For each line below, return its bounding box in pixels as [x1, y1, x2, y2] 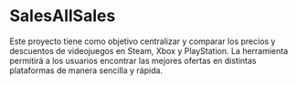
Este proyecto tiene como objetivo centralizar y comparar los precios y [9, 36, 276, 47]
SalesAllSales [9, 5, 116, 27]
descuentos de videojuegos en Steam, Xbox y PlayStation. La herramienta [9, 45, 289, 56]
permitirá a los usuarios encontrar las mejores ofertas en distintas [9, 55, 258, 66]
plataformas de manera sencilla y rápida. [9, 65, 163, 76]
